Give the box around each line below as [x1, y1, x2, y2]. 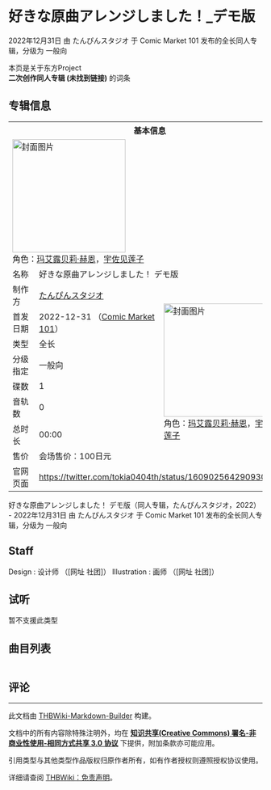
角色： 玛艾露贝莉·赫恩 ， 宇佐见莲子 [12, 253, 144, 264]
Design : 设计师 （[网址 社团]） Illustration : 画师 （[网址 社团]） [8, 567, 219, 577]
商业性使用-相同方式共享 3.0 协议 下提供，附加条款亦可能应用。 [8, 738, 219, 748]
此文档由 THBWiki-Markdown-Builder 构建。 [8, 711, 156, 720]
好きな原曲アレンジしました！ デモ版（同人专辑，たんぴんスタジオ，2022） [8, 500, 261, 509]
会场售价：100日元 [39, 450, 111, 462]
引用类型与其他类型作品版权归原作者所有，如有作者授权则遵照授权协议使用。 [8, 755, 263, 765]
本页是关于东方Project [8, 62, 82, 73]
